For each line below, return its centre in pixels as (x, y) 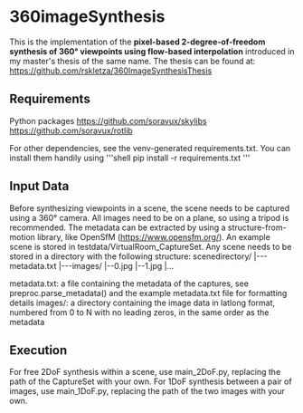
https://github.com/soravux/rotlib (71, 130)
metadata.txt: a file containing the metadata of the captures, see (129, 283)
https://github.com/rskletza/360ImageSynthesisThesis (111, 71)
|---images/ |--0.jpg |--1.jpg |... (116, 265)
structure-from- (257, 227)
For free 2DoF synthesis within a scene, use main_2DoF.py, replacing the (145, 372)
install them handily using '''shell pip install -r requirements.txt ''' (130, 158)
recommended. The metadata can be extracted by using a (118, 227)
